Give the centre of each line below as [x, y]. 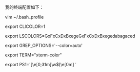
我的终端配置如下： [24, 7]
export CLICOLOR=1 [25, 26]
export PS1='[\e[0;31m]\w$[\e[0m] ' [41, 64]
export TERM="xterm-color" [34, 55]
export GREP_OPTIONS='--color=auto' [44, 45]
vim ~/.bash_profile [24, 17]
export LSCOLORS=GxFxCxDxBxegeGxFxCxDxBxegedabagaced [70, 36]
